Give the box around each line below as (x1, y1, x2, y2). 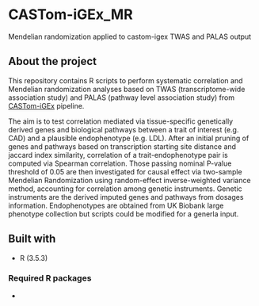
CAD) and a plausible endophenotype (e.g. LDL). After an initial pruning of (8, 133, 249, 143)
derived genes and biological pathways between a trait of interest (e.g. (8, 124, 239, 134)
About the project (8, 55, 97, 68)
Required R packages (8, 273, 92, 284)
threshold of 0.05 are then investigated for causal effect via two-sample (8, 166, 243, 176)
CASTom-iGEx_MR (8, 6, 133, 24)
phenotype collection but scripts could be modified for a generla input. (8, 208, 239, 219)
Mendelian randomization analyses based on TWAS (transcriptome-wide (8, 84, 246, 94)
